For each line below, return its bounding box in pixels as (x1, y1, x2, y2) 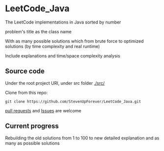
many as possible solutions (5, 140, 60, 146)
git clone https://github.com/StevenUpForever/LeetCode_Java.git (5, 99, 141, 104)
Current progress (5, 122, 59, 130)
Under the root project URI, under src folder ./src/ (5, 80, 105, 86)
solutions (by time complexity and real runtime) (5, 43, 100, 49)
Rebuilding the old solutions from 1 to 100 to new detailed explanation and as (5, 135, 160, 141)
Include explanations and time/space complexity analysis (5, 52, 120, 59)
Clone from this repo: (5, 89, 48, 96)
